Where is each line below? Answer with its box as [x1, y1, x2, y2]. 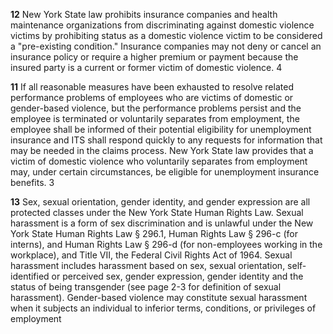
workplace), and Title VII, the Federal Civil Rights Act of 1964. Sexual [10, 249, 293, 261]
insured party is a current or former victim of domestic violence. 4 [10, 62, 283, 73]
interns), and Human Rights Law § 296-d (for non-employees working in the [10, 239, 323, 250]
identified [10, 270, 50, 282]
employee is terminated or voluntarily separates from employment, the [10, 113, 300, 124]
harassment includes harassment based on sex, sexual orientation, [10, 260, 286, 271]
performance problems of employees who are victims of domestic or [10, 92, 294, 103]
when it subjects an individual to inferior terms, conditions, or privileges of [10, 302, 317, 314]
